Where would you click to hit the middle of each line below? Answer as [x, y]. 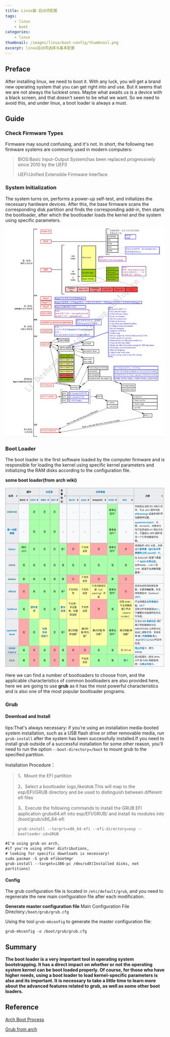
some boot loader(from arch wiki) [41, 480]
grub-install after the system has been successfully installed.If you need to [85, 739]
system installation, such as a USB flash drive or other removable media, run [85, 733]
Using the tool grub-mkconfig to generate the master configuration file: [78, 922]
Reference [22, 1007]
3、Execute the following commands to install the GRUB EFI [80, 808]
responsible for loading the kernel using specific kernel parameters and [80, 465]
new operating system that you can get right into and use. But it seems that [83, 87]
